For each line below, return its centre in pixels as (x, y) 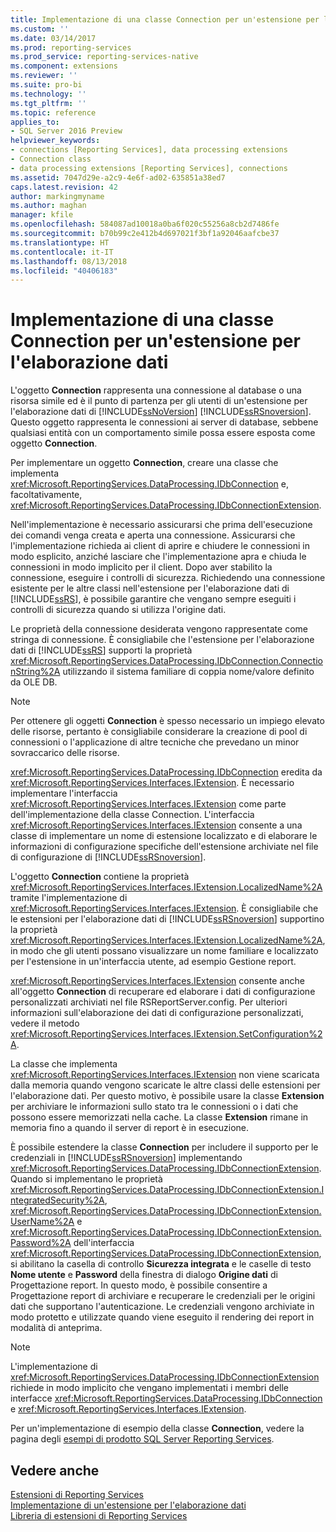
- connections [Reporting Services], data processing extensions (149, 150)
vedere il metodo (45, 1023)
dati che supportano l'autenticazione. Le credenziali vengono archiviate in (162, 1307)
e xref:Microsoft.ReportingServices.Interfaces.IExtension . (128, 1409)
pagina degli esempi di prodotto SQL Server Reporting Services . (142, 1439)
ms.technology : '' (48, 94)
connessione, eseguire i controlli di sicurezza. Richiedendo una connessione (168, 578)
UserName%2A (42, 1222)
